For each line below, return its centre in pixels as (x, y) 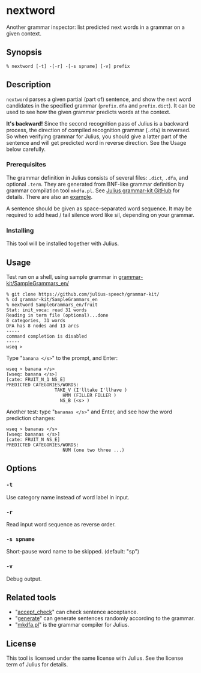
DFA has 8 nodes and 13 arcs (43, 326)
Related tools (31, 598)
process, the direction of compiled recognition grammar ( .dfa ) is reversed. (98, 130)
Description (28, 85)
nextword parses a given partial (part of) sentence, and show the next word (99, 99)
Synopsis (24, 53)
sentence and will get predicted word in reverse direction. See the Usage (96, 142)
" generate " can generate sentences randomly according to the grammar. (105, 618)
